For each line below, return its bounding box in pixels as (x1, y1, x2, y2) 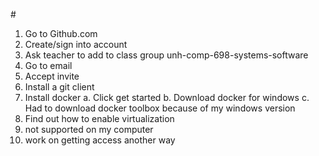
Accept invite (24, 70, 80, 82)
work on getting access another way (24, 134, 176, 146)
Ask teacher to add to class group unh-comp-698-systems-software (24, 49, 309, 61)
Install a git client (24, 81, 95, 93)
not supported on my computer (24, 124, 154, 135)
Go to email (24, 60, 73, 71)
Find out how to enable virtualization (24, 113, 175, 124)
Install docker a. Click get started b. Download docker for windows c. (24, 92, 310, 103)
